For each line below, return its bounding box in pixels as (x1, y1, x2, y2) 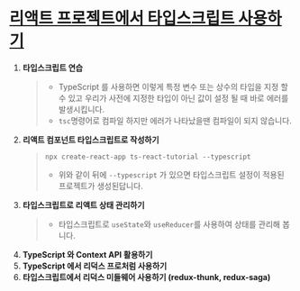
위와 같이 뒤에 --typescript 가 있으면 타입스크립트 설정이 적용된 (58, 168, 286, 180)
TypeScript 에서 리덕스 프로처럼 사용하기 (22, 260, 168, 271)
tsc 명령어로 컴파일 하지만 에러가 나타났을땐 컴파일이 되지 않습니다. (58, 114, 293, 126)
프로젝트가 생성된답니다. (58, 180, 144, 191)
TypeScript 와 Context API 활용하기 (22, 249, 153, 259)
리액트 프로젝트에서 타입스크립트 (9, 8, 235, 29)
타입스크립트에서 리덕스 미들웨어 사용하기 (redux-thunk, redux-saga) (22, 271, 271, 282)
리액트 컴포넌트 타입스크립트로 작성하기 (22, 134, 159, 145)
